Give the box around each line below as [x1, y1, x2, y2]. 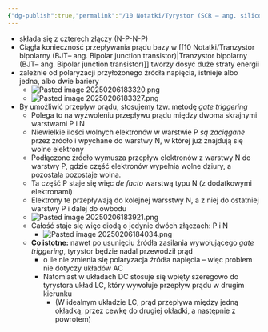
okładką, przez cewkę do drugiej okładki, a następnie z [54, 306, 236, 315]
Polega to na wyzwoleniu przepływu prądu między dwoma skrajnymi [30, 110, 258, 120]
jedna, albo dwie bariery [18, 76, 99, 86]
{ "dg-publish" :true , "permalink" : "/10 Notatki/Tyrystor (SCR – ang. [7, 11, 238, 20]
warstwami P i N [30, 118, 86, 128]
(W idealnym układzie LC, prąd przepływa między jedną [54, 297, 239, 306]
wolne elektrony [30, 144, 85, 154]
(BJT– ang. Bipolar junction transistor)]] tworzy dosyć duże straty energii [18, 59, 260, 69]
